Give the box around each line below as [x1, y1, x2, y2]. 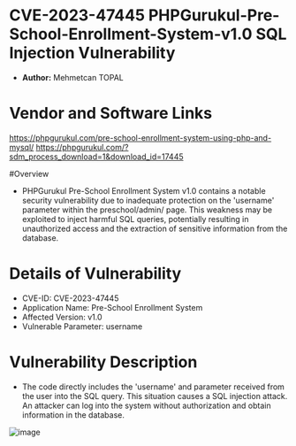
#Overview [9, 168, 49, 179]
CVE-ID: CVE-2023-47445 [21, 293, 119, 304]
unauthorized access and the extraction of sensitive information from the [21, 223, 288, 234]
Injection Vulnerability [9, 43, 176, 63]
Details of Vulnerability [9, 264, 182, 284]
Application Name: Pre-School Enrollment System [21, 302, 203, 312]
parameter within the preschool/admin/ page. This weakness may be [21, 204, 272, 215]
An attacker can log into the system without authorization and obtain [21, 400, 271, 411]
